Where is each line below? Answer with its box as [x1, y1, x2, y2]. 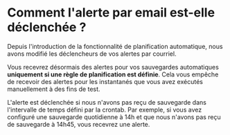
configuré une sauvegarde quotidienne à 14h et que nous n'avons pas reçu [7, 112, 222, 121]
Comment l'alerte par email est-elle [7, 5, 215, 21]
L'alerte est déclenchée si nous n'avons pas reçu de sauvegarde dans [7, 98, 206, 106]
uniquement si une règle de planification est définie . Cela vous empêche [7, 70, 219, 79]
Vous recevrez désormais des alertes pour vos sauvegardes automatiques [7, 63, 220, 71]
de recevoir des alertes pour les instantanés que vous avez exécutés [7, 77, 203, 85]
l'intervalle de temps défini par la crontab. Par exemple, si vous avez [7, 105, 202, 114]
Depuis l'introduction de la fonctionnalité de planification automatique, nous [7, 42, 223, 50]
